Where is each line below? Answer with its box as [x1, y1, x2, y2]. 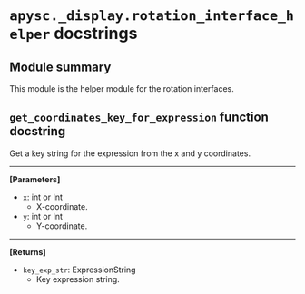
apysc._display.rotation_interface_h [9, 7, 295, 24]
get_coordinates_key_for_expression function [9, 110, 270, 125]
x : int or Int [22, 191, 64, 202]
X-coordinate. [35, 201, 88, 211]
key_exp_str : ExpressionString [22, 264, 136, 275]
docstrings [54, 24, 138, 44]
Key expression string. [35, 273, 120, 284]
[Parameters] [9, 173, 61, 184]
